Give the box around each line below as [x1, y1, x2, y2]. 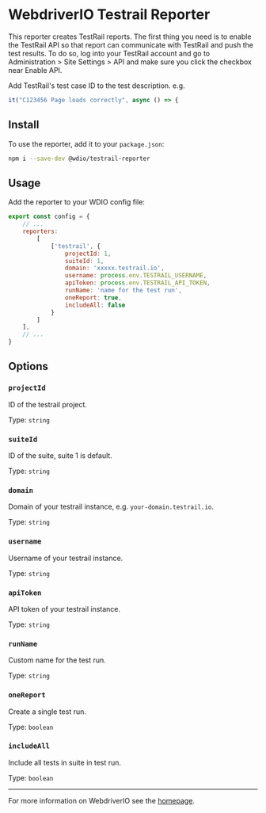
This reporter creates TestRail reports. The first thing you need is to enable [8, 32, 252, 41]
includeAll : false [64, 301, 126, 309]
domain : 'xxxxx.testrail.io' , [64, 264, 165, 273]
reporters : [22, 227, 59, 235]
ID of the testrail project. [8, 399, 87, 409]
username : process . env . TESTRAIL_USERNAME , [64, 272, 207, 280]
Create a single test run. [8, 707, 87, 716]
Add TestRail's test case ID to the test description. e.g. [8, 81, 185, 90]
